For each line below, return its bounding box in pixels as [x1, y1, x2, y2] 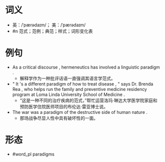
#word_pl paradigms [12, 151, 55, 157]
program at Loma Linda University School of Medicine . [12, 91, 125, 97]
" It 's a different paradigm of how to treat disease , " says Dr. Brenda [12, 81, 154, 87]
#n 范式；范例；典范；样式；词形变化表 [12, 28, 93, 34]
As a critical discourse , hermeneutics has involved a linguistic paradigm [12, 64, 160, 70]
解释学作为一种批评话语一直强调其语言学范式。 [19, 75, 115, 81]
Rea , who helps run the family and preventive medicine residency [12, 86, 147, 92]
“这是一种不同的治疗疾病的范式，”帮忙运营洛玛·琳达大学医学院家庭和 [19, 97, 158, 103]
